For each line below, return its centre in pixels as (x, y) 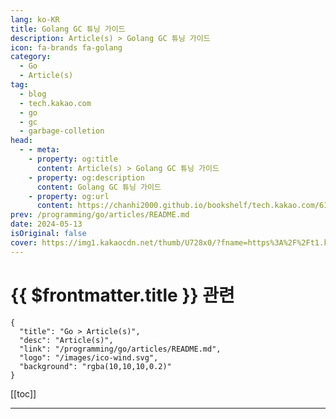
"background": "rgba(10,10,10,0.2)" (95, 366)
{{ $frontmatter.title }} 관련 (122, 295)
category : (31, 57)
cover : (24, 242)
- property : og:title (73, 159)
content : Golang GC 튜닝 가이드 (99, 187)
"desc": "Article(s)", (66, 340)
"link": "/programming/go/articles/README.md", (120, 349)
